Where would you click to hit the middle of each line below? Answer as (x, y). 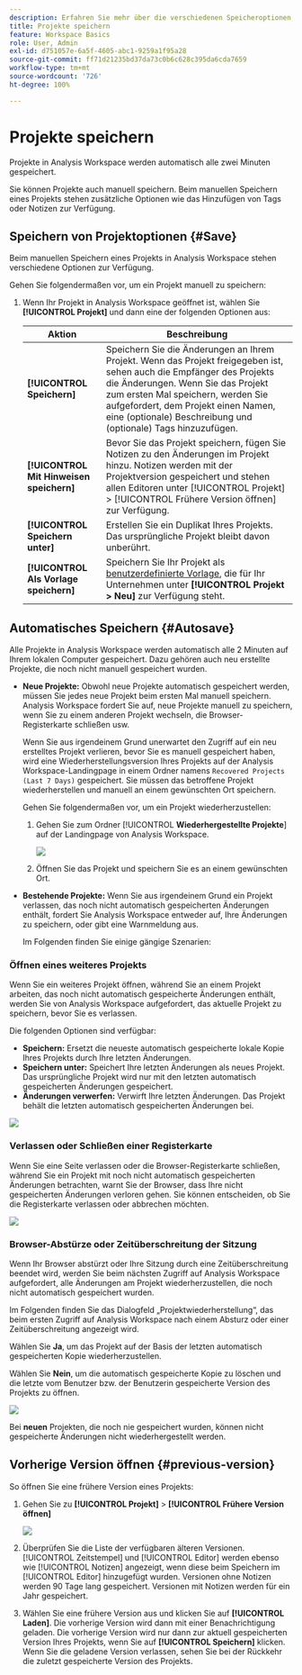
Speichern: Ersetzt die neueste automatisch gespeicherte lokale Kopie (153, 1048)
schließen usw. (102, 725)
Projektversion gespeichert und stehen (188, 476)
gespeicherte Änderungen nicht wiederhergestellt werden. (118, 1436)
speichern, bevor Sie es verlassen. (73, 1013)
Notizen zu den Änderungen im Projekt (187, 454)
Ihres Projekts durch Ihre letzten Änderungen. (107, 1058)
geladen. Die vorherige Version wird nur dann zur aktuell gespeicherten (155, 1632)
